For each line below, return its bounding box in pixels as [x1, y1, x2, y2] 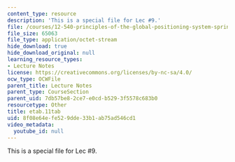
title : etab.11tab [7, 108, 61, 115]
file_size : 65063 [7, 29, 58, 37]
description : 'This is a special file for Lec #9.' [7, 17, 161, 24]
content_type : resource [7, 10, 77, 18]
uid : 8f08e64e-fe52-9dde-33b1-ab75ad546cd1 [7, 114, 136, 121]
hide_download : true [7, 43, 68, 50]
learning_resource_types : [7, 56, 83, 63]
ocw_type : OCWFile [7, 75, 61, 83]
